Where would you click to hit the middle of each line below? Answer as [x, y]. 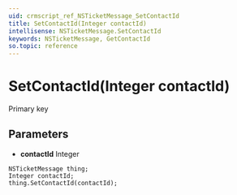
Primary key [28, 109]
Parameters [39, 134]
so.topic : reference [43, 46]
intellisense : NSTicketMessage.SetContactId [85, 31]
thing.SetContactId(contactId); [63, 183]
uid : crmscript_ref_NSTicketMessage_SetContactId [94, 16]
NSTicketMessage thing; [49, 169]
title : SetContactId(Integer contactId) [78, 24]
